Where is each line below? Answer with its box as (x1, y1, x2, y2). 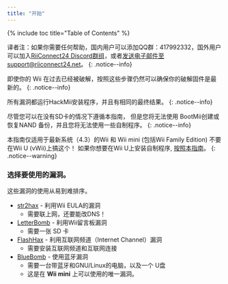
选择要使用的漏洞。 (7, 170, 70, 179)
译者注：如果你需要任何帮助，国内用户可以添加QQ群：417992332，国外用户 (7, 42, 222, 51)
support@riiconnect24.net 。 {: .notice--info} (7, 60, 132, 68)
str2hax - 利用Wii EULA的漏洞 (16, 201, 101, 209)
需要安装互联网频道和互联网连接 (27, 244, 117, 252)
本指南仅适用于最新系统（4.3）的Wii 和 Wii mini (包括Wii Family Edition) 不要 (7, 135, 222, 144)
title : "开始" (7, 10, 46, 17)
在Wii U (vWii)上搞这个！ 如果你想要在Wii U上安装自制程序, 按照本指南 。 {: (7, 144, 216, 152)
